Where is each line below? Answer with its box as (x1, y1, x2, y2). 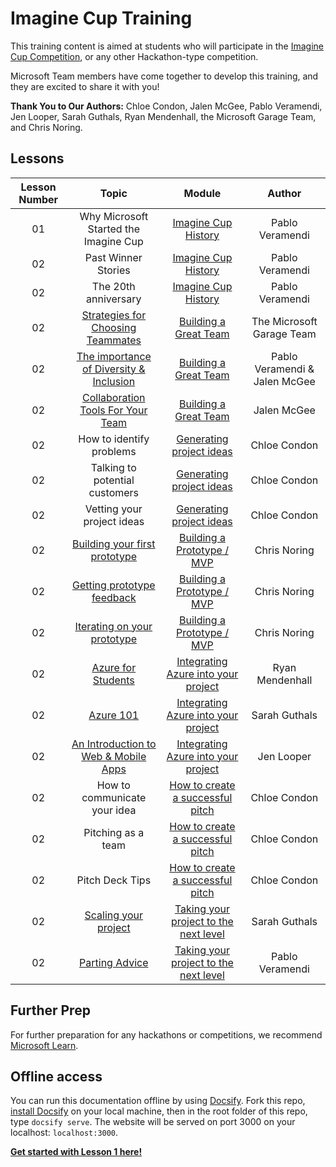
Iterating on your (74, 619, 153, 633)
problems (91, 444, 137, 458)
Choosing (91, 320, 137, 334)
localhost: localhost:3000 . (10, 1127, 119, 1139)
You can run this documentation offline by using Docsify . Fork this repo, (10, 1095, 306, 1107)
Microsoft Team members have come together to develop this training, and (10, 70, 319, 82)
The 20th (91, 279, 136, 293)
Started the (87, 222, 140, 236)
